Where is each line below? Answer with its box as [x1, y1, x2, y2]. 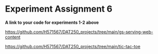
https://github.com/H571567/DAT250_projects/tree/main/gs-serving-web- [5, 29, 153, 35]
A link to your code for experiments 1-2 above [5, 19, 99, 25]
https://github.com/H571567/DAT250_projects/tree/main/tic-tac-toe [5, 43, 140, 49]
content [5, 34, 21, 40]
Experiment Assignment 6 [5, 3, 113, 15]
